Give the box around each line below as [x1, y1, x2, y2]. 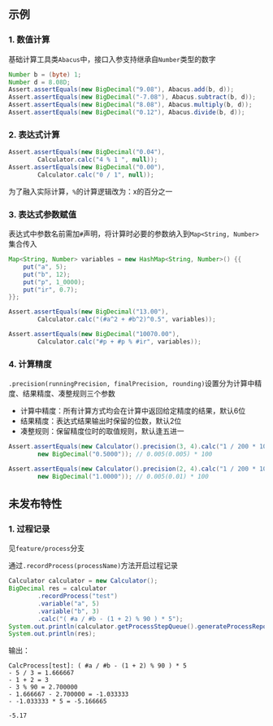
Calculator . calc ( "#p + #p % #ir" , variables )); [37, 337, 201, 346]
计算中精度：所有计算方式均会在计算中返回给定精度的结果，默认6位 [19, 406, 246, 416]
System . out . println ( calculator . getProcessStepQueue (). [8, 622, 198, 631]
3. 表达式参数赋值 [8, 208, 77, 220]
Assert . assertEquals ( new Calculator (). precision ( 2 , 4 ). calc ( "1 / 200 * [8, 465, 256, 473]
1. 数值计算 [8, 34, 50, 46]
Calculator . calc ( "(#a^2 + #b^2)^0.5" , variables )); [37, 316, 217, 324]
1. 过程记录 [8, 523, 50, 535]
